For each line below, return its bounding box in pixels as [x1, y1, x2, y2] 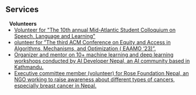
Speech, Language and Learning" [13, 32, 96, 40]
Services [5, 5, 39, 15]
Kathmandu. [13, 64, 44, 71]
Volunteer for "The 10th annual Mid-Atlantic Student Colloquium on [13, 26, 176, 33]
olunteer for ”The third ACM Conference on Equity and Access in [13, 38, 171, 45]
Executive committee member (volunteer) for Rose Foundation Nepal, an [13, 69, 189, 76]
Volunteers [9, 20, 37, 27]
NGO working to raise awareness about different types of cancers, [13, 76, 175, 83]
